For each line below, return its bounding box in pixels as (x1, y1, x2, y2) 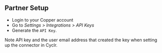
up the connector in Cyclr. (4, 42, 58, 48)
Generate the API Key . (11, 27, 57, 33)
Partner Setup (4, 4, 49, 12)
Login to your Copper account (11, 17, 74, 23)
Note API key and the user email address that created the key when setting (4, 37, 158, 43)
